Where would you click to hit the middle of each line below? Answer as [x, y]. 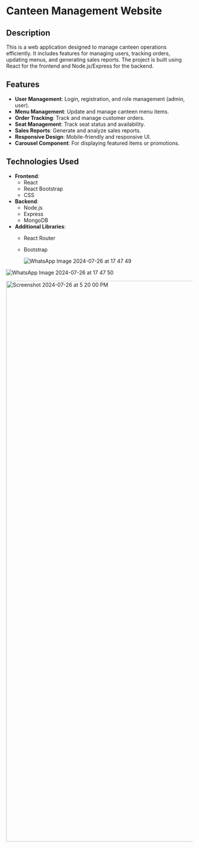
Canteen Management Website [84, 11]
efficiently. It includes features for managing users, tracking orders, [88, 53]
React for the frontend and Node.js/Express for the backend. [80, 66]
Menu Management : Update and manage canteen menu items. [92, 112]
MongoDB [36, 220]
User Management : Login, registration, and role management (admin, [100, 99]
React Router [39, 238]
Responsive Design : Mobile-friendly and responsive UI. [83, 136]
